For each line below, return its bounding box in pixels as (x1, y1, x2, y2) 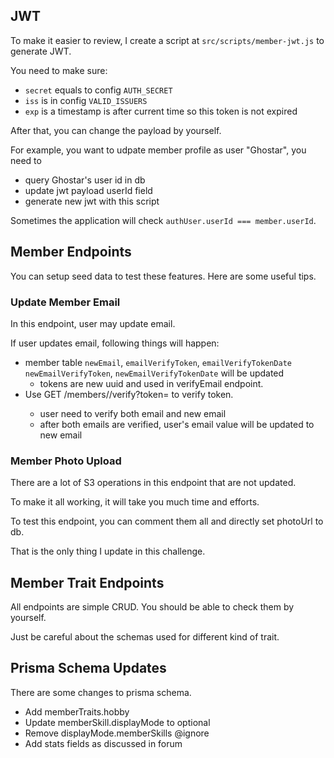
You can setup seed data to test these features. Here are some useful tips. (10, 270, 317, 282)
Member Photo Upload (10, 454, 122, 468)
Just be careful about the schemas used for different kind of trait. (10, 631, 280, 643)
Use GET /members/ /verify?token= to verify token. (24, 388, 234, 400)
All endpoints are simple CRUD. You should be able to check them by (10, 601, 295, 613)
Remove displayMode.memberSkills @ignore (24, 727, 210, 739)
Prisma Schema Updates (10, 660, 167, 677)
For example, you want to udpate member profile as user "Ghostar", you (10, 144, 307, 156)
